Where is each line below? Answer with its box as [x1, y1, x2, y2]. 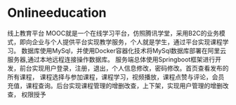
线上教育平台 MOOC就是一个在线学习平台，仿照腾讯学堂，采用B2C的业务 [7, 29, 220, 37]
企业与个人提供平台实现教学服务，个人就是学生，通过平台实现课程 [31, 37, 223, 46]
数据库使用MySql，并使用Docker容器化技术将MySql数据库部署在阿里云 [20, 46, 227, 55]
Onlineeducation [7, 5, 107, 21]
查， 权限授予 [7, 90, 46, 99]
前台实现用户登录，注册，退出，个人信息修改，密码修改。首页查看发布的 [19, 64, 229, 72]
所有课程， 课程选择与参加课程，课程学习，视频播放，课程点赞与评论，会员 [7, 72, 225, 81]
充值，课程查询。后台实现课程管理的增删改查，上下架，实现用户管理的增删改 [7, 81, 229, 90]
